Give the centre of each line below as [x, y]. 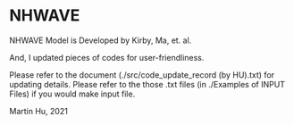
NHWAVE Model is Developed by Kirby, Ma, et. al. [101, 40]
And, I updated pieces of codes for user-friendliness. [107, 57]
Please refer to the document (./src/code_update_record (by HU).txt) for [142, 75]
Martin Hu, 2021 [39, 111]
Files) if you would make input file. [72, 94]
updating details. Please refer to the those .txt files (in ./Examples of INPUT [147, 84]
